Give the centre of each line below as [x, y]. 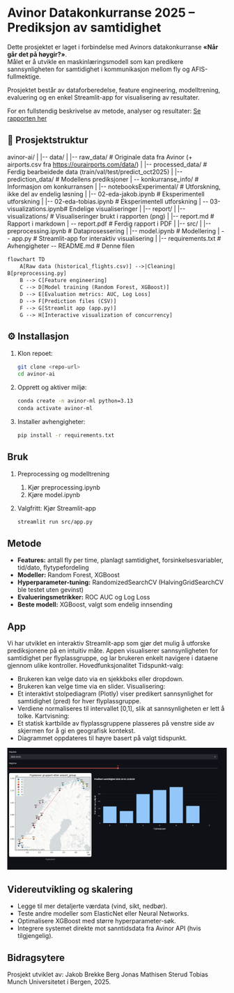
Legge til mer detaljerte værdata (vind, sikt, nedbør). [92, 906]
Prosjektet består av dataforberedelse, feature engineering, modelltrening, [114, 90]
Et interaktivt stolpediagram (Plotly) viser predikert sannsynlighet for [115, 694]
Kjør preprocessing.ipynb [64, 487]
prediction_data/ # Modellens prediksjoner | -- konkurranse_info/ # [103, 179]
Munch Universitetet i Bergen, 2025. [59, 982]
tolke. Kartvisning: [43, 716]
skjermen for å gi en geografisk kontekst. [76, 731]
